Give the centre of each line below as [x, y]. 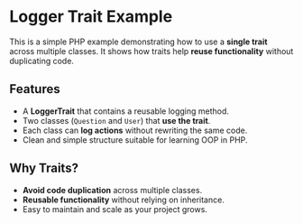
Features [35, 89]
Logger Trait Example [91, 17]
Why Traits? [44, 168]
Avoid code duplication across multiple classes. [112, 190]
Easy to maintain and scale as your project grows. [115, 209]
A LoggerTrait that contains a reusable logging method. [126, 111]
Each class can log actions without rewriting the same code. [135, 130]
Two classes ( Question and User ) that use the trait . [116, 120]
